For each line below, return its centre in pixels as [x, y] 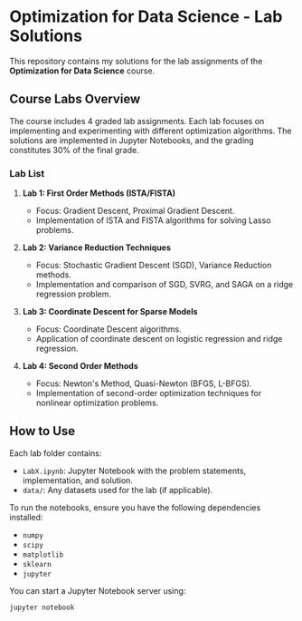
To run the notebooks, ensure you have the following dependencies [135, 507]
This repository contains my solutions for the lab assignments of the [136, 61]
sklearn [37, 564]
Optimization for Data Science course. [82, 71]
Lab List [27, 173]
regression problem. [73, 294]
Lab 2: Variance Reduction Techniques [97, 247]
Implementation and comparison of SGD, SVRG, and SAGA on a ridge [165, 285]
